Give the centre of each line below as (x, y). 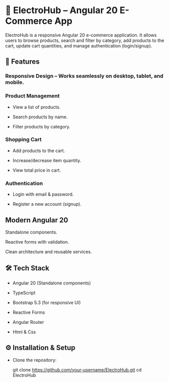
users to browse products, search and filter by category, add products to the (85, 40)
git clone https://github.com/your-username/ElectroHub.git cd (77, 370)
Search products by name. (40, 117)
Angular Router (28, 322)
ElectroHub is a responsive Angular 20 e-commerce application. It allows (81, 35)
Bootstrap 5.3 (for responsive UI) (47, 302)
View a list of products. (36, 107)
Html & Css (24, 332)
